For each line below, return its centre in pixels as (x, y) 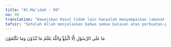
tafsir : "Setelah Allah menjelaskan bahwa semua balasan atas (73, 24)
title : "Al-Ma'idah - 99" (33, 10)
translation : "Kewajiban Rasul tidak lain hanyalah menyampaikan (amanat (85, 19)
